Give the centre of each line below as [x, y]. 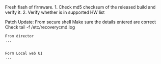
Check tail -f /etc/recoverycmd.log [40, 27]
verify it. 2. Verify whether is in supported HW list [55, 12]
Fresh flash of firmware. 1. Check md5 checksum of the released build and [80, 7]
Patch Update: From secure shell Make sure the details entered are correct [80, 22]
